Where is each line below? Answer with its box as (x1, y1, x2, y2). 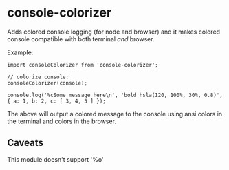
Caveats (7, 137, 43, 149)
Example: (7, 48, 34, 56)
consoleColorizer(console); (7, 79, 88, 87)
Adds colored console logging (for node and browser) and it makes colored (7, 28, 221, 36)
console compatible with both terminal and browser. (7, 34, 155, 43)
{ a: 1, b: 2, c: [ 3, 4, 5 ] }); (7, 98, 107, 105)
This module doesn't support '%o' (7, 155, 105, 163)
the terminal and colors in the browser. (7, 117, 117, 125)
